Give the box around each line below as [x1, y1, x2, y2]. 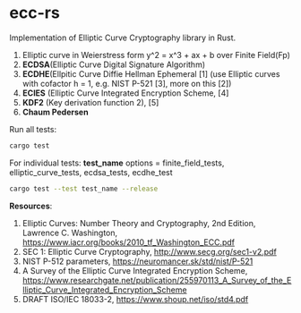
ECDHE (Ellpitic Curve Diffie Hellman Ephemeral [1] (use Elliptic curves [21, 68, 280, 79]
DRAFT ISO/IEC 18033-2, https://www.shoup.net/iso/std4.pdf [21, 293, 249, 304]
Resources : [9, 200, 53, 211]
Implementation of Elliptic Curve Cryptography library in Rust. [9, 32, 236, 43]
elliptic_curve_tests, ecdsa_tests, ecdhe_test [9, 166, 173, 177]
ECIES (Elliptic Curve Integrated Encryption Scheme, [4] [21, 88, 229, 98]
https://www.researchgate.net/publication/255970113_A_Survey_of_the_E [21, 275, 292, 285]
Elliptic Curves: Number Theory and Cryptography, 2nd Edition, [21, 217, 256, 228]
